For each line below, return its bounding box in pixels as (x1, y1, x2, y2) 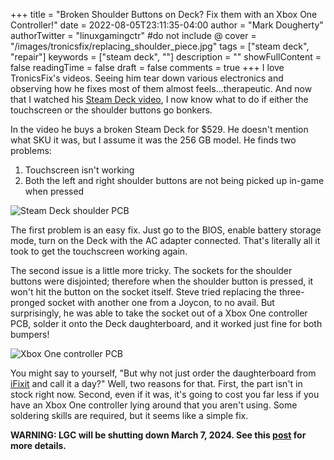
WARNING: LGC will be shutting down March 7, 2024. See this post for (10, 429, 307, 441)
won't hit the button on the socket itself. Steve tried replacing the (10, 286, 278, 298)
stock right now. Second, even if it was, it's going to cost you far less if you (10, 389, 320, 400)
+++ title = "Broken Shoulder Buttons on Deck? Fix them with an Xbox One (10, 9, 318, 20)
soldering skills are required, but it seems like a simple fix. (10, 410, 249, 421)
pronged (10, 297, 46, 308)
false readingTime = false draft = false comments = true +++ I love (10, 62, 285, 73)
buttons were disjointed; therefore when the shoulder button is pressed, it (10, 275, 314, 287)
